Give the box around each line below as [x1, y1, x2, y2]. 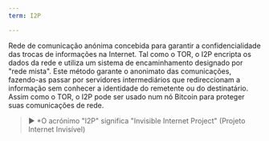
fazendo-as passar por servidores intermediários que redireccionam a [8, 75, 241, 84]
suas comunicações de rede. [8, 100, 104, 110]
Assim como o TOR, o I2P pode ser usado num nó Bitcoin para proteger [8, 91, 245, 101]
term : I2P [8, 11, 42, 20]
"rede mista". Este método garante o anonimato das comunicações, [8, 66, 231, 76]
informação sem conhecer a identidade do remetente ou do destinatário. [8, 83, 249, 93]
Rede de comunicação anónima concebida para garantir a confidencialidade [8, 41, 261, 50]
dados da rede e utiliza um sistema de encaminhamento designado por [8, 58, 243, 67]
